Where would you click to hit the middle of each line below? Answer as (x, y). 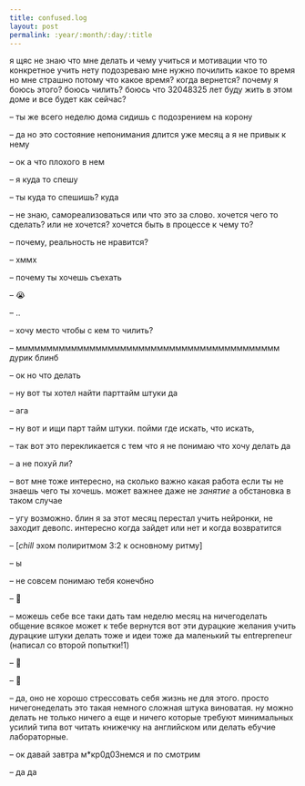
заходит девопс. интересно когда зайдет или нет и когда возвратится (146, 528)
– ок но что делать (46, 375)
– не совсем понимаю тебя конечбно (82, 581)
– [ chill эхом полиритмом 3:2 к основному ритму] (106, 546)
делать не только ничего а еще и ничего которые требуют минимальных (152, 718)
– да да (23, 772)
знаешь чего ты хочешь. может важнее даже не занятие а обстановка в (150, 491)
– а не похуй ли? (41, 464)
